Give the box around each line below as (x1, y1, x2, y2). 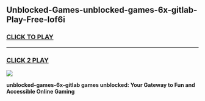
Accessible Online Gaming (6, 88, 75, 95)
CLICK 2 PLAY (6, 56, 49, 64)
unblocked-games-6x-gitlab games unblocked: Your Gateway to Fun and (6, 81, 195, 88)
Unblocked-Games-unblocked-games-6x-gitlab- (6, 5, 198, 15)
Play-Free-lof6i (6, 15, 65, 25)
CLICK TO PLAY (6, 33, 54, 42)
